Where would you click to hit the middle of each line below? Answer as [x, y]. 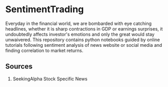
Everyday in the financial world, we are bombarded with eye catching [78, 23]
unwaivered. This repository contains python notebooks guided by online [83, 40]
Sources [19, 66]
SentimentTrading [45, 9]
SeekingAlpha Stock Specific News [50, 79]
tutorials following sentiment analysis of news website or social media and [84, 45]
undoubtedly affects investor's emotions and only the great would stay [80, 34]
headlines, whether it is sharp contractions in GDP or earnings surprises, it [84, 28]
